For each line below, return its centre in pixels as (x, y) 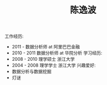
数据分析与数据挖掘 (32, 72)
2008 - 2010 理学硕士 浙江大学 (43, 59)
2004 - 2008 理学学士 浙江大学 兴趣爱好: (54, 65)
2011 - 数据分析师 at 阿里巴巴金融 (46, 47)
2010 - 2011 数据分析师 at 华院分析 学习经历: (57, 53)
